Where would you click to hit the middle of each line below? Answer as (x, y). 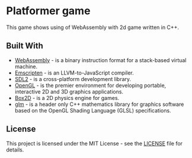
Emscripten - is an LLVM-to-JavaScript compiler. (74, 73)
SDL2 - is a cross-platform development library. (73, 79)
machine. (26, 66)
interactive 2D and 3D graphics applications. (69, 91)
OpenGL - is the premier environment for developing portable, (90, 85)
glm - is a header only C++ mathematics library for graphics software (99, 104)
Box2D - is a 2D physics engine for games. (67, 98)
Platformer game (48, 11)
